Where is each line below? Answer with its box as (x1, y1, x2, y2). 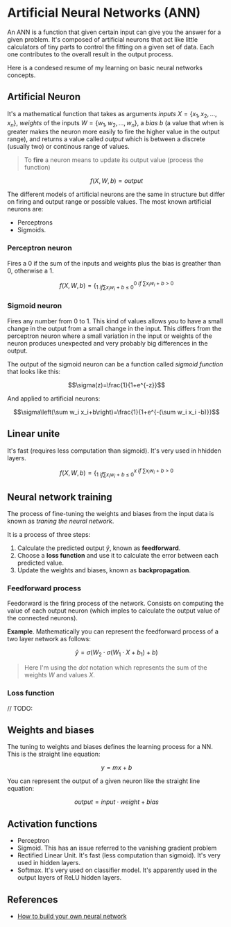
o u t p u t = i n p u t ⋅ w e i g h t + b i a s (74, 798, 160, 806)
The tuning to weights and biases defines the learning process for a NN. (7, 743, 213, 751)
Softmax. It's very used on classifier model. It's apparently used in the (17, 866, 217, 874)
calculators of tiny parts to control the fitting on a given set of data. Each (7, 42, 214, 51)
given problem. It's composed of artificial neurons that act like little (7, 35, 198, 43)
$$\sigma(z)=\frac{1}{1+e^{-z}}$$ (68, 380, 165, 389)
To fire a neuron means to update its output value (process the (24, 156, 204, 164)
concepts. (7, 71, 36, 79)
